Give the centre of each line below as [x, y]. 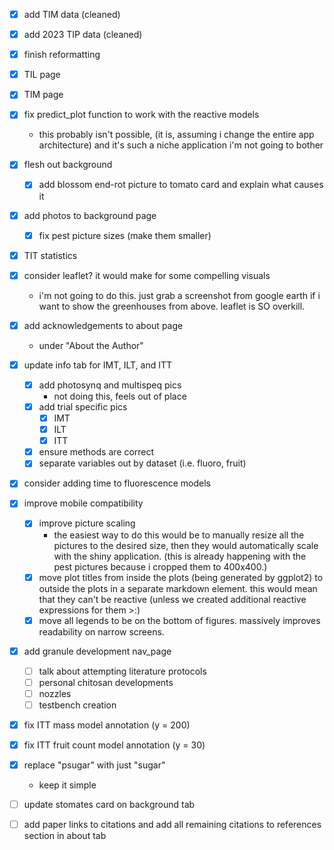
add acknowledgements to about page [103, 325]
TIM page [43, 95]
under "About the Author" [91, 345]
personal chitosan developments [106, 682]
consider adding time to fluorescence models [117, 483]
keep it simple [67, 785]
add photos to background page [90, 215]
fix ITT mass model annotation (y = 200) [107, 725]
